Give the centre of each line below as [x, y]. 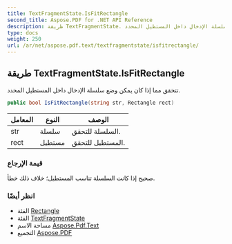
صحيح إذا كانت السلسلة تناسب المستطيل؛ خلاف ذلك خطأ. [81, 178]
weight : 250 [24, 39]
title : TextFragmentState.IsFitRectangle [68, 13]
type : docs [23, 33]
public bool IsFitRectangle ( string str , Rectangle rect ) [91, 103]
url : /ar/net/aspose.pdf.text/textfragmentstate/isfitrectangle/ [103, 45]
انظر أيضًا [21, 196]
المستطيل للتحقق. [98, 142]
